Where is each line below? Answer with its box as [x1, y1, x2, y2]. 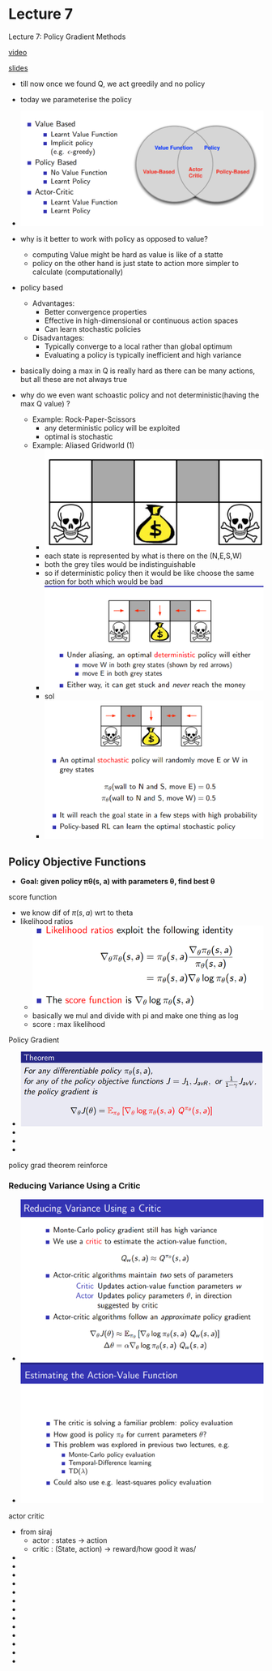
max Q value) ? [19, 398, 70, 408]
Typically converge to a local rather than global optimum [44, 342, 232, 351]
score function [8, 892, 57, 902]
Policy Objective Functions [8, 855, 147, 869]
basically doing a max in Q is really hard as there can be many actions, [19, 366, 256, 376]
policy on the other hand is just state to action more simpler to [32, 258, 239, 268]
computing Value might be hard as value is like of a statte [32, 249, 223, 260]
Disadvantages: [32, 333, 85, 342]
